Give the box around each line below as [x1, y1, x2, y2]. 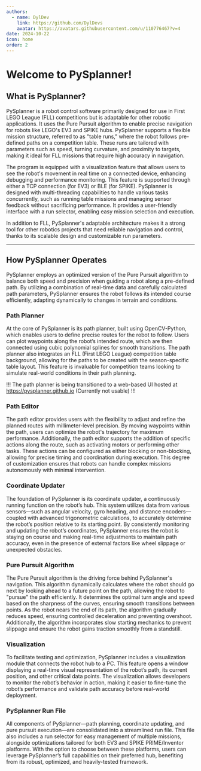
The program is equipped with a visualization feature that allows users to [6, 163, 185, 170]
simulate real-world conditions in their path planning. [6, 369, 136, 377]
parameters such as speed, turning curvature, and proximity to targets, [6, 145, 181, 152]
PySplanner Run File [6, 706, 66, 715]
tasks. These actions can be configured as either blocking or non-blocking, [6, 448, 191, 455]
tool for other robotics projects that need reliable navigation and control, [6, 225, 184, 233]
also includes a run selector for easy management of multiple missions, [6, 733, 182, 740]
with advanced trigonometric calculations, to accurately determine [28, 514, 191, 521]
